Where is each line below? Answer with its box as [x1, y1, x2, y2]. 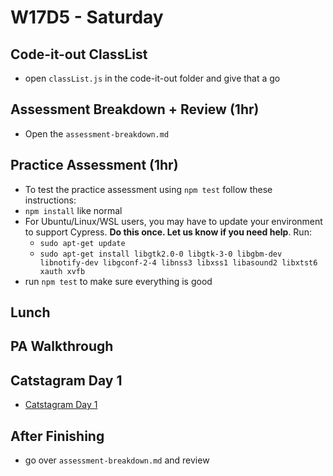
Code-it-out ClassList [10, 46, 148, 63]
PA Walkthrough [10, 338, 114, 355]
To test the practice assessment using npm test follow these [24, 183, 273, 195]
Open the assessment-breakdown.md [24, 127, 170, 140]
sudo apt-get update [39, 238, 126, 248]
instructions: [24, 194, 77, 206]
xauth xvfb [39, 266, 86, 276]
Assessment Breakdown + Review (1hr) [10, 101, 260, 118]
